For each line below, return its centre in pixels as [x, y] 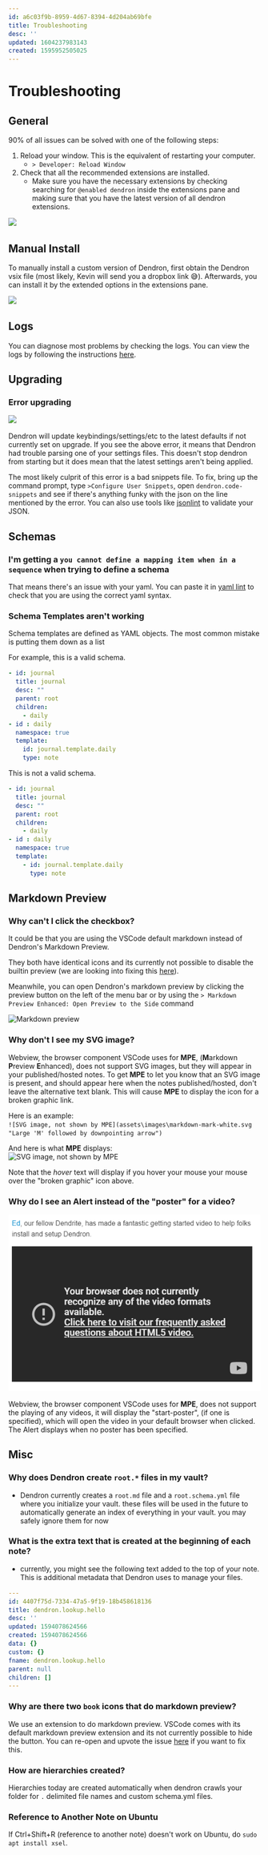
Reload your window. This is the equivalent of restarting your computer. [138, 155]
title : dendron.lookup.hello [57, 1610]
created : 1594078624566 [48, 1635]
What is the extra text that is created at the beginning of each [130, 1541]
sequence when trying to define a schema [89, 569]
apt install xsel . [38, 1843]
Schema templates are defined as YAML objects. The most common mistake [134, 634]
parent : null [30, 1669]
